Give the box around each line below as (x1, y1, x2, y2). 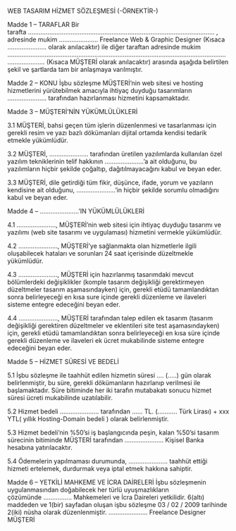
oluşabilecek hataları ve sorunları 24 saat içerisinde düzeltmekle (7, 249, 194, 257)
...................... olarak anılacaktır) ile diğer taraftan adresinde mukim (7, 43, 201, 51)
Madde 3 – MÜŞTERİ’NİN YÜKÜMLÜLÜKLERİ (7, 108, 138, 115)
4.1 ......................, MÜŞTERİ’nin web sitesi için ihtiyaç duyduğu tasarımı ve (7, 220, 222, 229)
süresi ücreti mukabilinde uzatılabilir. (7, 394, 113, 401)
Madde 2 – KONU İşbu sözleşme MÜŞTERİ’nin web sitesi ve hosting (7, 79, 204, 87)
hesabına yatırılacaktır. (7, 444, 73, 451)
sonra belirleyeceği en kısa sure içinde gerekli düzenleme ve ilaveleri (7, 293, 206, 301)
